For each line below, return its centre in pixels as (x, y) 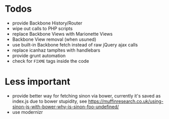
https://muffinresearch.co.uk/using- (126, 101)
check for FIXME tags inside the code (51, 61)
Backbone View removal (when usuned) (54, 39)
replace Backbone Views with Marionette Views (62, 34)
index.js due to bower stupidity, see (50, 101)
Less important (38, 82)
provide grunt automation (39, 55)
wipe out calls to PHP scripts (42, 28)
